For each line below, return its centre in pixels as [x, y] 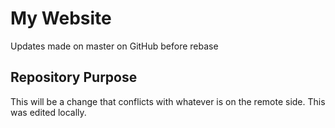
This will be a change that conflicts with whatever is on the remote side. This [168, 101]
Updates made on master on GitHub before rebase [114, 46]
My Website [61, 18]
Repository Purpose [74, 77]
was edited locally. [48, 112]
